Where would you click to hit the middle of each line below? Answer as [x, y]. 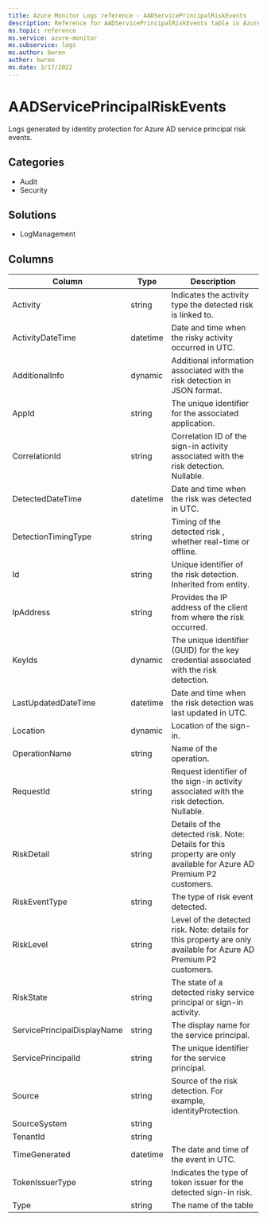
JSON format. [197, 391]
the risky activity [202, 337]
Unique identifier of [207, 564]
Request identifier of [209, 771]
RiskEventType [40, 902]
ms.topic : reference [43, 30]
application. [193, 423]
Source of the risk [205, 1081]
